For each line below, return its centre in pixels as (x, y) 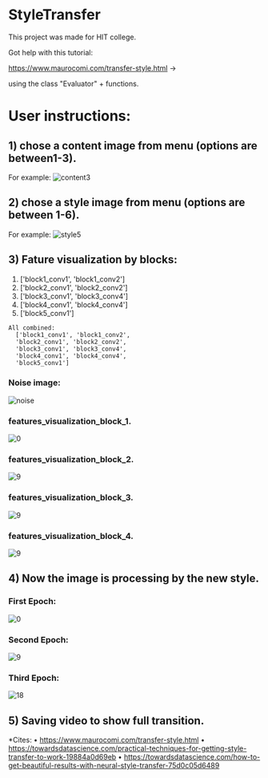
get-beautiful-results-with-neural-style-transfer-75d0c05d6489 (114, 766)
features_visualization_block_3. (71, 497)
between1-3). (42, 158)
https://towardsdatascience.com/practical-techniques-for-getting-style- (128, 748)
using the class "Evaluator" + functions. (74, 83)
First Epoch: (32, 602)
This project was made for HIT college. (72, 37)
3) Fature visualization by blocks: (93, 259)
